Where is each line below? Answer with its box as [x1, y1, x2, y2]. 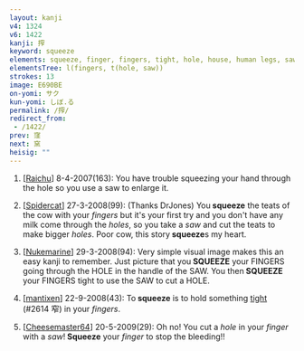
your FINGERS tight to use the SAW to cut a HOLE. [22, 275, 210, 286]
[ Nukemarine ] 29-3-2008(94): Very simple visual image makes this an [22, 246, 284, 257]
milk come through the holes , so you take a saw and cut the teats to [22, 219, 276, 230]
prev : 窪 [9, 131, 41, 140]
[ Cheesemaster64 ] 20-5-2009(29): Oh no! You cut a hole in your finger [22, 321, 289, 332]
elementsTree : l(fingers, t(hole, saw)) [9, 64, 165, 73]
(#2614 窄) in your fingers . [22, 303, 121, 314]
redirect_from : [9, 114, 67, 123]
